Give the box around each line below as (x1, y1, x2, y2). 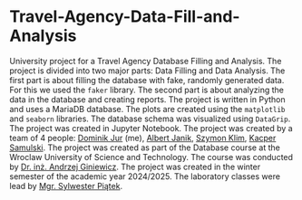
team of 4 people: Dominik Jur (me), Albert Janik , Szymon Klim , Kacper (9, 132, 277, 143)
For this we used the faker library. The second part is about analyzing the (9, 84, 284, 95)
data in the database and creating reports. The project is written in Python (9, 93, 286, 105)
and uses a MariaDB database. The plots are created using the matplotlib (9, 103, 286, 114)
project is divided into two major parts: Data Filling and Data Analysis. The (9, 65, 286, 76)
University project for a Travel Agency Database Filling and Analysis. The (9, 55, 282, 66)
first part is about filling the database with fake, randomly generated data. (9, 74, 285, 85)
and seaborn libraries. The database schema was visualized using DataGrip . (9, 113, 291, 124)
